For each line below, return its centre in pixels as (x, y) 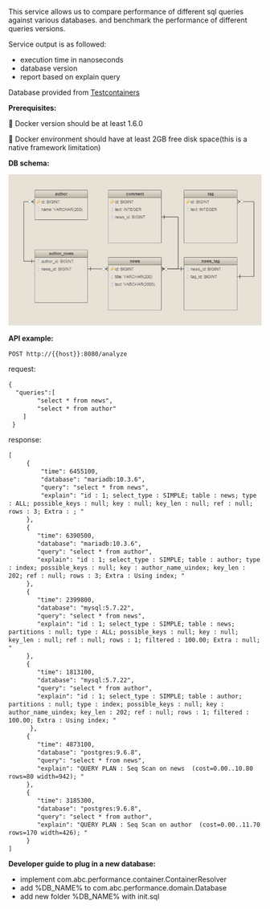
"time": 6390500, (66, 536)
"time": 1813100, (66, 673)
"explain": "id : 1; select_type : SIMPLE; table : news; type (149, 496)
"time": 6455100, (70, 472)
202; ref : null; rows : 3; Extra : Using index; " (96, 576)
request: (22, 369)
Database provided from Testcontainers (74, 92)
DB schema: (29, 163)
